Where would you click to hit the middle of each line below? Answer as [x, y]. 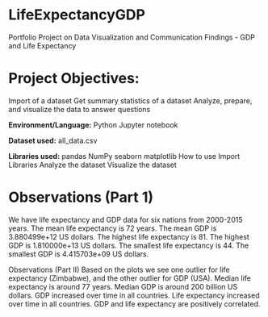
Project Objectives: [74, 79]
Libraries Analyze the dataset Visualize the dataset [93, 165]
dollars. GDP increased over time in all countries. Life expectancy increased [134, 295]
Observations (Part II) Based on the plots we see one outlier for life [119, 269]
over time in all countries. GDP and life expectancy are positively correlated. [134, 303]
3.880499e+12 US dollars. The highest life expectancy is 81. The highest [129, 236]
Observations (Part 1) [81, 197]
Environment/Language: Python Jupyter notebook [93, 125]
